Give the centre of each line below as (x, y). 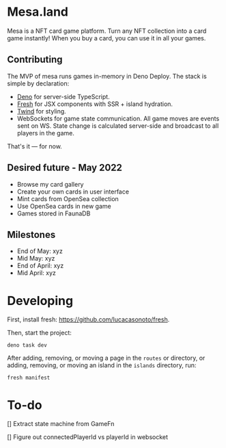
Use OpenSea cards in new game (64, 206)
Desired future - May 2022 (65, 168)
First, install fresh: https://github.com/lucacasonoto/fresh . (88, 319)
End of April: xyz (40, 266)
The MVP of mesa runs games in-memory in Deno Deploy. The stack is (107, 76)
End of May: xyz (40, 251)
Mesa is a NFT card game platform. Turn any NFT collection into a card (107, 31)
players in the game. (46, 133)
